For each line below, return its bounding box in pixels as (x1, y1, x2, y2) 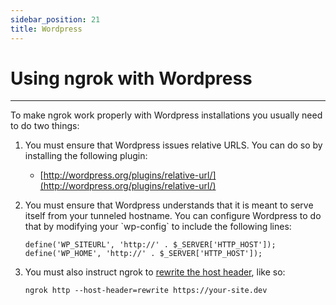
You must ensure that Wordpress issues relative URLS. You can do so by (24, 139, 323, 151)
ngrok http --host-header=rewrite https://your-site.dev (24, 286, 268, 296)
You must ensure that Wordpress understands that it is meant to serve (24, 199, 314, 211)
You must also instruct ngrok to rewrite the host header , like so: (24, 266, 286, 278)
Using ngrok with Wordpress (10, 67, 253, 90)
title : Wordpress (10, 24, 83, 34)
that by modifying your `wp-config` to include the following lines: (24, 221, 292, 233)
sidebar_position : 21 (10, 14, 101, 25)
